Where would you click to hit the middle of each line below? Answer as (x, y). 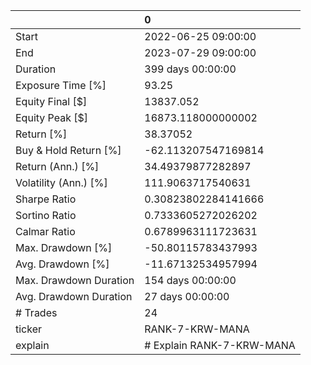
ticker (29, 329)
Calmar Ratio (45, 231)
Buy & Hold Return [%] (68, 150)
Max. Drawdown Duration (75, 280)
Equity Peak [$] (52, 117)
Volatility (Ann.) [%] (61, 182)
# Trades (36, 312)
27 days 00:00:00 (187, 296)
